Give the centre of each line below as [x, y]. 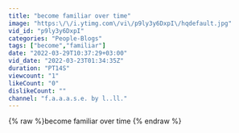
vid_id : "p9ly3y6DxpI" [46, 31]
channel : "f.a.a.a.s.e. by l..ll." [68, 98]
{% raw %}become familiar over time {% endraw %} [95, 121]
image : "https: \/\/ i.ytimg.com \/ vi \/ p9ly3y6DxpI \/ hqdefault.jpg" [120, 23]
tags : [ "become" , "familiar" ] [57, 46]
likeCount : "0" [34, 83]
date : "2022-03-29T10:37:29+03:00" [68, 53]
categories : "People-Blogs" [56, 38]
